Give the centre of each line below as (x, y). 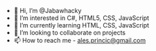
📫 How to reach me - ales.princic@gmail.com (80, 40)
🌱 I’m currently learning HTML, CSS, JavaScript (81, 25)
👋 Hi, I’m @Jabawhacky (47, 11)
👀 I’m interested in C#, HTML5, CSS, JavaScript (81, 18)
